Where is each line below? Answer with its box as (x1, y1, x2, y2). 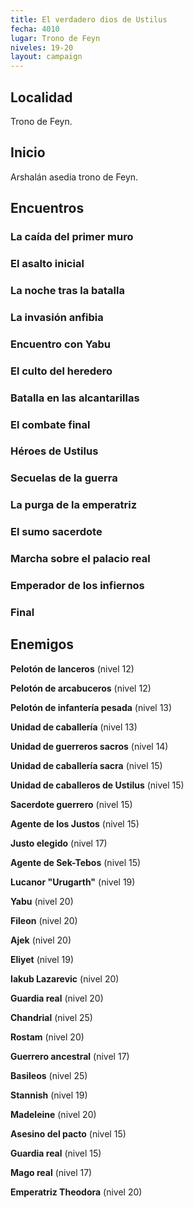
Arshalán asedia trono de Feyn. (10, 171, 139, 183)
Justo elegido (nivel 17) (10, 837, 108, 849)
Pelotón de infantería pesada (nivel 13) (10, 701, 173, 713)
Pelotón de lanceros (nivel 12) (10, 662, 135, 675)
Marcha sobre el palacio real (10, 552, 151, 566)
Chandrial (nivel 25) (10, 1011, 93, 1023)
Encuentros (10, 200, 85, 217)
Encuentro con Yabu (10, 337, 112, 351)
